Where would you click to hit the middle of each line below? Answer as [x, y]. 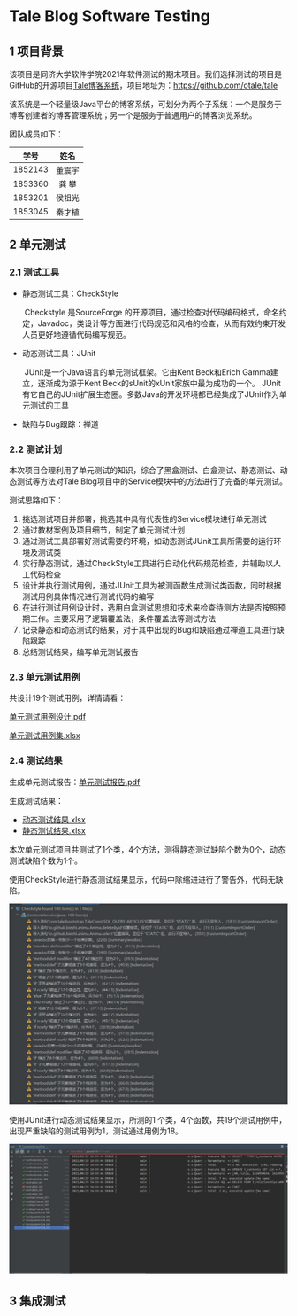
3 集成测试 [38, 1301]
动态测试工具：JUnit [59, 353]
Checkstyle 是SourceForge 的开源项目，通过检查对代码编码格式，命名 [152, 312]
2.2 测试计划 [36, 449]
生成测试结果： [36, 800]
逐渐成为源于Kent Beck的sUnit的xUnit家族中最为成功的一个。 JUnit [159, 383]
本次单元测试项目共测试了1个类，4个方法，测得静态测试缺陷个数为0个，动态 [147, 849]
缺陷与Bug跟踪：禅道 [60, 424]
